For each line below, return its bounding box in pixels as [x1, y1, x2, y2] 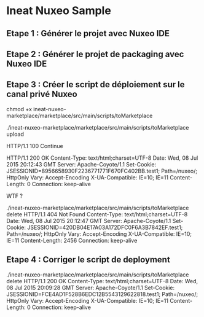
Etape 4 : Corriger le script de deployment [6, 254, 170, 265]
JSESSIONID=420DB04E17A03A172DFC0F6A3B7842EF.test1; [27, 224, 183, 231]
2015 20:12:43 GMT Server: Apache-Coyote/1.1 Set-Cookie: [6, 160, 157, 168]
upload [6, 130, 25, 138]
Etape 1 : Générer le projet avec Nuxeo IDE [6, 28, 170, 39]
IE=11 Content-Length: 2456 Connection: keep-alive [6, 237, 138, 244]
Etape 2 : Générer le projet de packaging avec [6, 49, 184, 59]
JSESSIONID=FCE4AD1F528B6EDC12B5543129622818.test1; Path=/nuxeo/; [6, 290, 198, 298]
